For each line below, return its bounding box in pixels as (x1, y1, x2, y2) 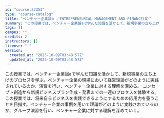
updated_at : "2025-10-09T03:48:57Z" (9, 57, 84, 62)
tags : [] (5, 25, 23, 30)
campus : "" (5, 30, 27, 35)
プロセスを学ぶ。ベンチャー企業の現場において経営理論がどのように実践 (13, 77, 159, 83)
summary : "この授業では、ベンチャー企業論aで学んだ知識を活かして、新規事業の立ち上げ (5, 20, 160, 26)
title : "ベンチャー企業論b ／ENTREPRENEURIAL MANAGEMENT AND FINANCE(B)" (5, 16, 152, 21)
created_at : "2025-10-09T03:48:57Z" (9, 52, 84, 58)
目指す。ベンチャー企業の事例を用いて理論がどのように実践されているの (13, 101, 159, 107)
